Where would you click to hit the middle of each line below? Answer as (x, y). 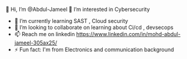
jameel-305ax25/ (36, 43)
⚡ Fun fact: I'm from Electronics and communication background (94, 49)
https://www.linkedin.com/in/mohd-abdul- (128, 34)
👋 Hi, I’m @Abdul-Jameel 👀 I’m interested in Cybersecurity (78, 9)
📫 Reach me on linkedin (44, 34)
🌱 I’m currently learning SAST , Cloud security (71, 21)
